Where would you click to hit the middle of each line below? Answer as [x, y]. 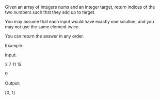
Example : [15, 45]
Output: [13, 83]
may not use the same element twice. [42, 27]
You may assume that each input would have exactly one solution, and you [80, 22]
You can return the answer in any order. [44, 36]
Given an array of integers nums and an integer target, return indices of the [80, 7]
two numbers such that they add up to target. [50, 12]
